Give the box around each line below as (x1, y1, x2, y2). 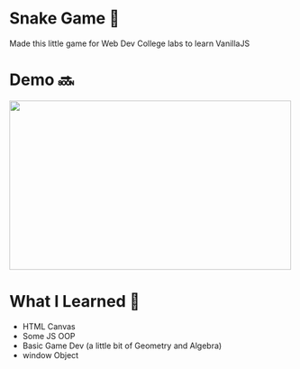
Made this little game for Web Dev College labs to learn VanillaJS (9, 38, 250, 49)
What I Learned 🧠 (9, 291, 141, 312)
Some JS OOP (22, 330, 76, 341)
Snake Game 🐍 (9, 8, 120, 29)
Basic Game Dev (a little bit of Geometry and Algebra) (22, 340, 223, 351)
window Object (22, 349, 79, 360)
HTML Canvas (22, 320, 76, 332)
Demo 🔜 (9, 69, 75, 90)
